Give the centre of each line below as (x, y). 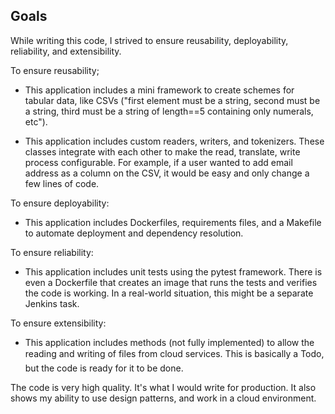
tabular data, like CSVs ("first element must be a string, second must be (172, 100)
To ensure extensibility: (58, 323)
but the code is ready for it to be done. (104, 368)
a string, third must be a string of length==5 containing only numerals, (169, 111)
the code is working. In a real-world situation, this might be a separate (169, 293)
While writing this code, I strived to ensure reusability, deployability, (149, 40)
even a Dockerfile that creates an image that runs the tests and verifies (171, 282)
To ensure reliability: (52, 252)
